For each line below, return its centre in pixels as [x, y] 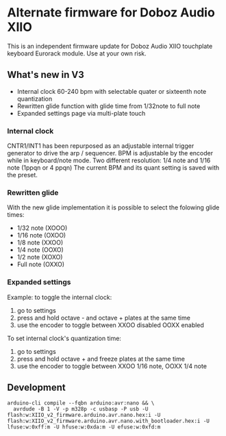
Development [37, 388]
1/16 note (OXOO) [41, 235]
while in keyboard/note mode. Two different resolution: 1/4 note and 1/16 [109, 161]
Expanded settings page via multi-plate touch [81, 113]
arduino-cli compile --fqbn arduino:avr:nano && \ [81, 403]
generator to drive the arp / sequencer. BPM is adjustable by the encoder [110, 153]
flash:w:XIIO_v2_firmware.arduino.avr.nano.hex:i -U [84, 415]
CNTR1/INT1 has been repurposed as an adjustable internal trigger [101, 146]
